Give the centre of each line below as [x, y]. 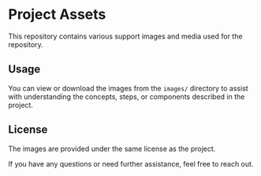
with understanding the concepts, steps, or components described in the [127, 97]
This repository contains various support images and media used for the [125, 36]
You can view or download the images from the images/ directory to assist [128, 88]
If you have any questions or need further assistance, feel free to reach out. [131, 163]
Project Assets [57, 15]
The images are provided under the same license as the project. [112, 148]
